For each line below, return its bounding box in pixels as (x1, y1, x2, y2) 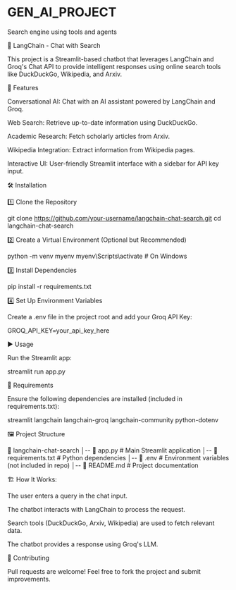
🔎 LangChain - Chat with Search (7, 41, 101, 49)
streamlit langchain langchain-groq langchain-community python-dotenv (7, 415, 219, 424)
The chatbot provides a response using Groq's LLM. (7, 540, 159, 548)
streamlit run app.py (7, 367, 66, 376)
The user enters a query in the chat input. (7, 491, 128, 500)
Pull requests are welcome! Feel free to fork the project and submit (7, 567, 201, 575)
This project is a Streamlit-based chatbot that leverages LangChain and (7, 54, 214, 63)
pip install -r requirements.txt (7, 282, 92, 290)
